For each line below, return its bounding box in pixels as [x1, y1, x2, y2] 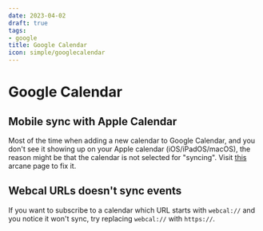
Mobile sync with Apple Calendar [8, 115, 177, 128]
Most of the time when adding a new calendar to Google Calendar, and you [8, 136, 256, 145]
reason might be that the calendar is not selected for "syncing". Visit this [8, 153, 247, 162]
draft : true [8, 19, 48, 27]
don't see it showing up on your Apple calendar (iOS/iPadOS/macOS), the [8, 144, 251, 154]
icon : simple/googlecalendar [8, 49, 106, 57]
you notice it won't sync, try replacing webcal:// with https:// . [8, 213, 216, 223]
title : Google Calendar [8, 41, 88, 49]
